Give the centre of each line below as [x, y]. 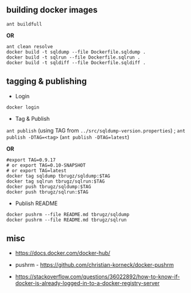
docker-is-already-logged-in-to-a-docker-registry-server [87, 283]
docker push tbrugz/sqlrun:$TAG [47, 192]
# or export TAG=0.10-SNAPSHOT [46, 165]
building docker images [52, 10]
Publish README [36, 203]
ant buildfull [24, 24]
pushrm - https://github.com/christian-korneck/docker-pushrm [94, 265]
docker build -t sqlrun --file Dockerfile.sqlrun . [73, 57]
